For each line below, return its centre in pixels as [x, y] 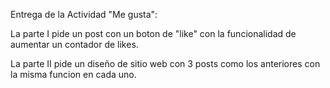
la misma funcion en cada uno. [73, 74]
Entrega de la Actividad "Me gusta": [84, 14]
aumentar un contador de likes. [74, 44]
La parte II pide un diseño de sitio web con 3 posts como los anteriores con [165, 63]
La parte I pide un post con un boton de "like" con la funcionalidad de [153, 33]
